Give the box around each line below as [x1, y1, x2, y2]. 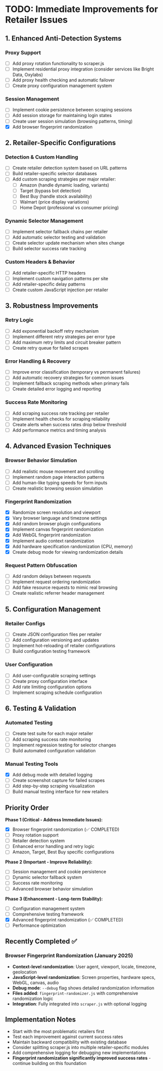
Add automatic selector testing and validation [12, 234, 106, 241]
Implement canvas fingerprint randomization [12, 526, 104, 532]
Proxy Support [5, 49, 41, 56]
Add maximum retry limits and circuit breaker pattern [12, 339, 121, 345]
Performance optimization [12, 922, 66, 928]
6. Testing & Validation [5, 704, 76, 713]
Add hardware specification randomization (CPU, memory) [12, 543, 133, 549]
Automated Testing [5, 719, 53, 726]
